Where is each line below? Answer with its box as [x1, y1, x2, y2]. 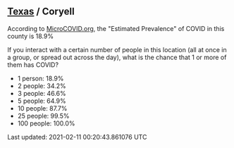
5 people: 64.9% [17, 97, 66, 105]
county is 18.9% [7, 32, 54, 40]
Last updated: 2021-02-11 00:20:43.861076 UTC [7, 132, 147, 141]
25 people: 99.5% [17, 111, 70, 120]
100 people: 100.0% [17, 119, 75, 128]
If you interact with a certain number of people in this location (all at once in [7, 45, 227, 54]
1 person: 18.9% [17, 74, 64, 82]
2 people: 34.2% [17, 81, 67, 90]
